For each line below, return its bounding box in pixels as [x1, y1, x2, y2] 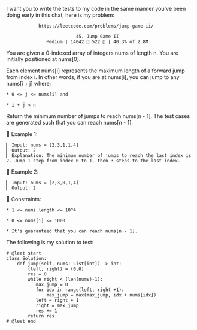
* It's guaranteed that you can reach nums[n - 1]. [6, 228, 138, 234]
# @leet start [6, 250, 42, 256]
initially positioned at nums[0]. [6, 56, 81, 62]
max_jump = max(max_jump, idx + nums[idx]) [46, 292, 157, 298]
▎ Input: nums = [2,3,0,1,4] [6, 180, 79, 186]
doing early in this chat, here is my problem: [6, 11, 115, 19]
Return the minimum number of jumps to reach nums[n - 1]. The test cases [6, 113, 190, 119]
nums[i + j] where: [6, 80, 51, 87]
